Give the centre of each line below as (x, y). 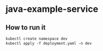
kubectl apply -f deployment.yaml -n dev (49, 43)
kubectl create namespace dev (37, 39)
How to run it (26, 27)
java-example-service (52, 9)
